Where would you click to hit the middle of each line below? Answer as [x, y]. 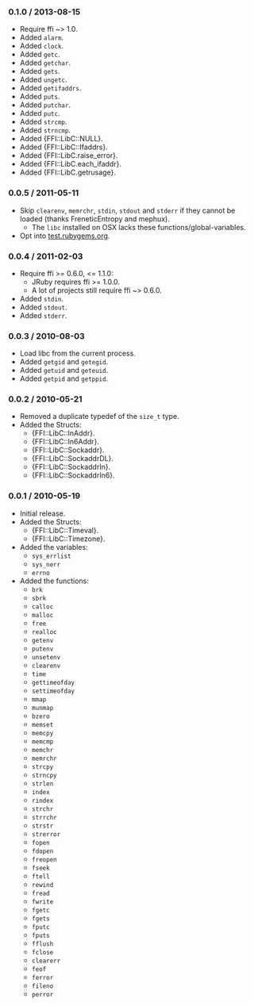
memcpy [42, 733]
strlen [42, 784]
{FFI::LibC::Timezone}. [68, 539]
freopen [44, 859]
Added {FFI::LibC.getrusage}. [68, 172]
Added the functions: [54, 581]
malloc [42, 615]
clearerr [46, 961]
